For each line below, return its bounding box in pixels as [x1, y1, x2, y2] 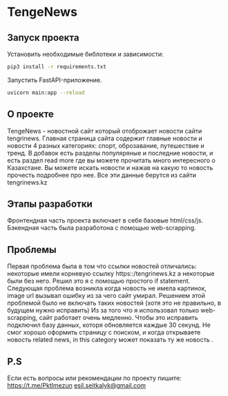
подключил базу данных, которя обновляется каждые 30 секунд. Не [7, 321, 211, 329]
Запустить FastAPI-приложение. [7, 75, 102, 84]
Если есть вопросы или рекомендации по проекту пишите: [7, 374, 182, 382]
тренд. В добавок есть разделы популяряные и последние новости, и [7, 149, 213, 157]
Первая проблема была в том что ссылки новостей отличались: [7, 262, 197, 270]
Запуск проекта [7, 32, 79, 44]
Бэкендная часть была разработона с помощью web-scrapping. [7, 224, 196, 232]
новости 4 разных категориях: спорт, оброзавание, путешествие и [7, 141, 205, 149]
